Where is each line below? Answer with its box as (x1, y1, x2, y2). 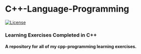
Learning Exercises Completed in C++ (5, 32, 97, 38)
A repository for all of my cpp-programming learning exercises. (5, 44, 137, 50)
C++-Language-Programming (5, 3, 130, 15)
